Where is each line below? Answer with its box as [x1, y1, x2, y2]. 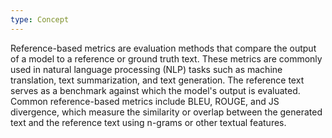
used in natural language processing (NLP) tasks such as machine [10, 63, 283, 75]
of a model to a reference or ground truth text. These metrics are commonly [10, 52, 323, 65]
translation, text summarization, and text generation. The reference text [10, 74, 305, 86]
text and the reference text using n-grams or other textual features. [10, 116, 287, 128]
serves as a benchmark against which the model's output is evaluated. [10, 84, 301, 96]
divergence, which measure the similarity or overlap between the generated [10, 106, 323, 118]
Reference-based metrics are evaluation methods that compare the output [10, 42, 317, 54]
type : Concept [10, 14, 70, 25]
